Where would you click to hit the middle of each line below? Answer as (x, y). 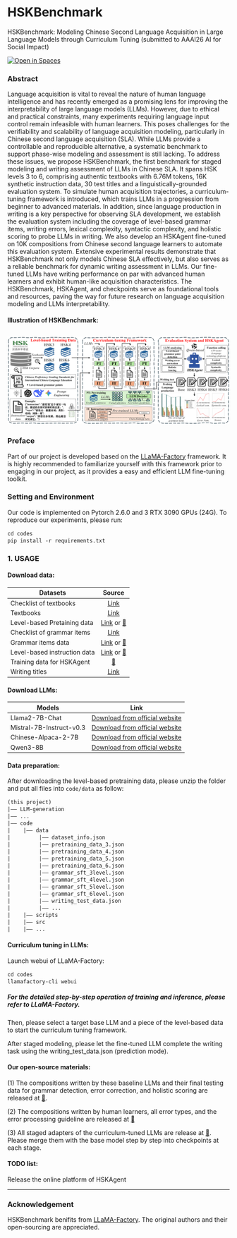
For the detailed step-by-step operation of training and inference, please (116, 997)
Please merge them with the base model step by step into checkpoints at (113, 1140)
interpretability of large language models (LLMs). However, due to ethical (114, 109)
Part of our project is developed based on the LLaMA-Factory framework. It (117, 456)
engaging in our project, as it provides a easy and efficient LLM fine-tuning (116, 471)
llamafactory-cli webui (42, 981)
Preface (21, 441)
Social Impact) (28, 47)
